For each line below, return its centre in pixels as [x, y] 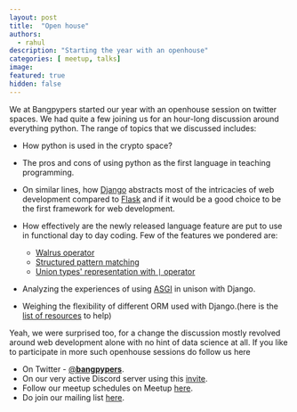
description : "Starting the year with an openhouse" [109, 51]
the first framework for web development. [98, 208]
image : [21, 68]
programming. [48, 172]
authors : [25, 34]
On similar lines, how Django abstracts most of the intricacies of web [148, 189]
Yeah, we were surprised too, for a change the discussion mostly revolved [145, 333]
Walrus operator [65, 252]
